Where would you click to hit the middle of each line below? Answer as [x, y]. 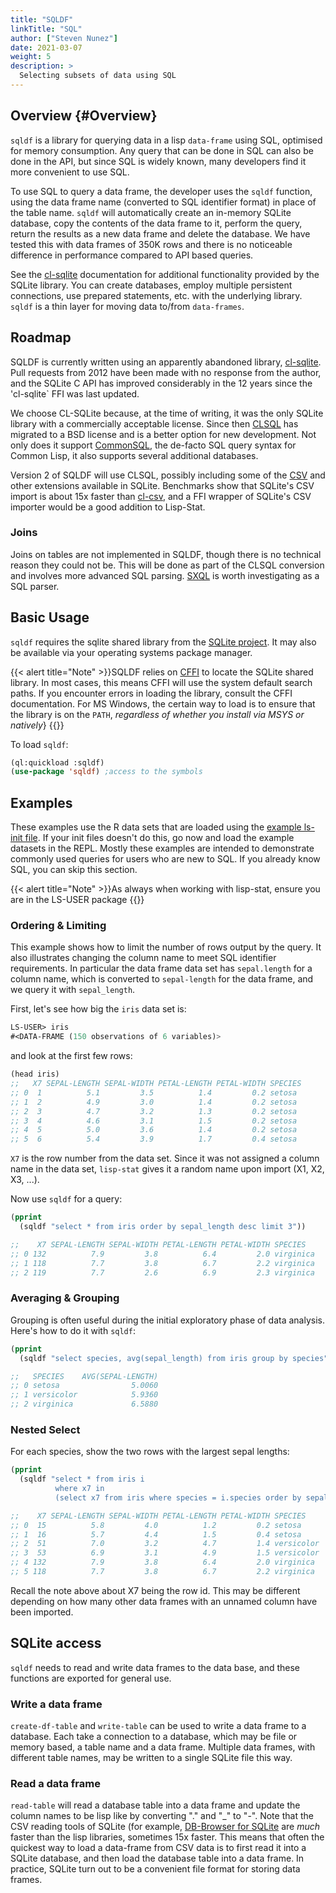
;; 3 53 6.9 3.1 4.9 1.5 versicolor [165, 1553]
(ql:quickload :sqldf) [57, 762]
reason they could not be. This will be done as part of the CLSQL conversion [167, 565]
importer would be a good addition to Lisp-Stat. [108, 507]
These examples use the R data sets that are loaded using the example [156, 827]
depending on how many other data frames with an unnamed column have [164, 1601]
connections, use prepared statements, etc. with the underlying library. [156, 295]
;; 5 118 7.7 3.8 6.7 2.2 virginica [162, 1572]
